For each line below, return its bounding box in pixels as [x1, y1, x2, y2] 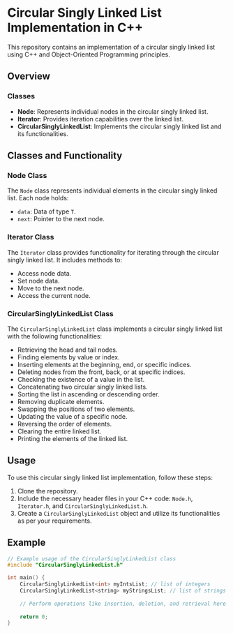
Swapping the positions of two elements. [17, 405, 135, 413]
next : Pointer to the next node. [17, 215, 105, 223]
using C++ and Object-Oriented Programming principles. [7, 50, 171, 59]
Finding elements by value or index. [17, 352, 120, 361]
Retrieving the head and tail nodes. [17, 345, 118, 354]
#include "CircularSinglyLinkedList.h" [7, 562, 123, 569]
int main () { [7, 574, 45, 581]
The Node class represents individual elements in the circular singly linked [7, 186, 218, 195]
